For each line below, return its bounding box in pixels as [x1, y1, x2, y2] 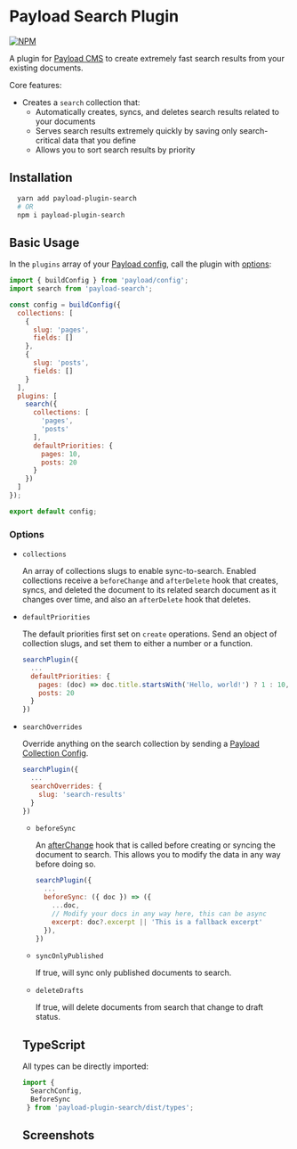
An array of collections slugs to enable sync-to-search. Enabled [21, 566, 256, 577]
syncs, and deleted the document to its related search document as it [21, 585, 277, 595]
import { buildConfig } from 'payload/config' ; [9, 276, 189, 285]
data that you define [61, 135, 136, 145]
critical [35, 135, 60, 145]
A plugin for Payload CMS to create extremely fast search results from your [9, 53, 285, 63]
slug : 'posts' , [32, 358, 90, 367]
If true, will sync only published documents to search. [35, 967, 232, 978]
